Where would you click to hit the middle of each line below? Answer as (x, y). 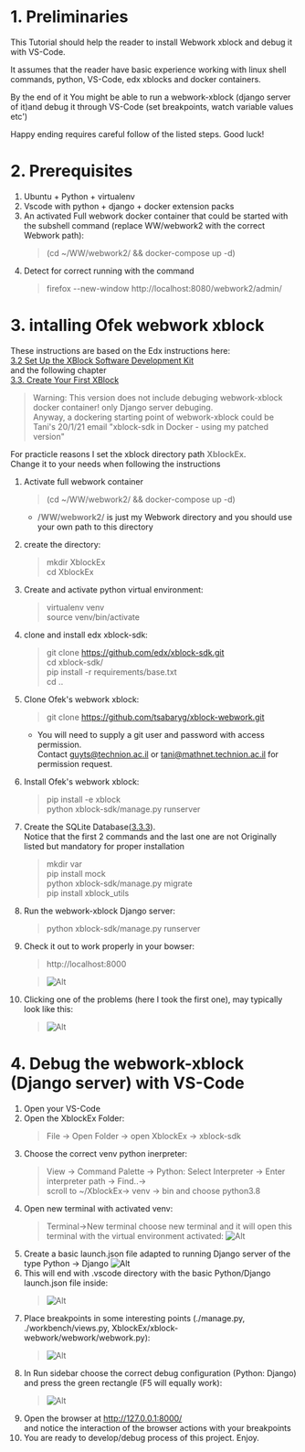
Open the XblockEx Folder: (74, 1118)
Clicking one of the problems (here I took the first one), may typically (153, 999)
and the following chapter (58, 370)
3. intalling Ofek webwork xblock (137, 326)
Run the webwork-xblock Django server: (100, 911)
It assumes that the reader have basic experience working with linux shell (148, 69)
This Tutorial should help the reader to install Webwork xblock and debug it (152, 42)
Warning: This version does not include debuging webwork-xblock (158, 397)
